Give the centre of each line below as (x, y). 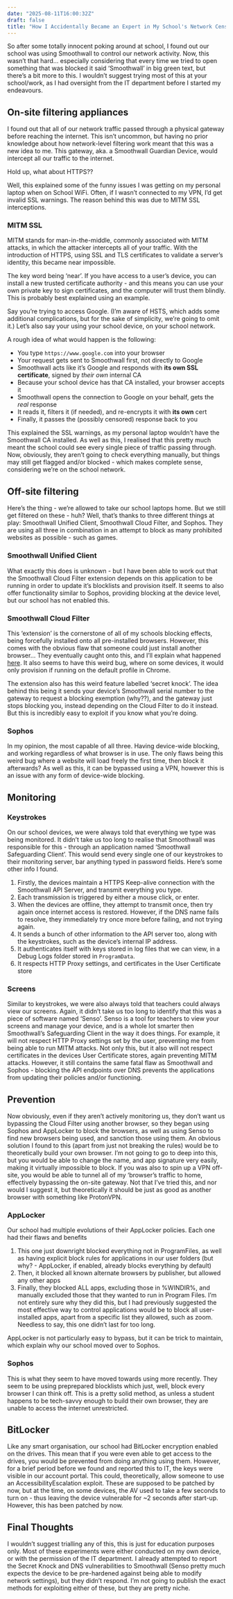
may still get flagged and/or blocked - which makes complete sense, (105, 463)
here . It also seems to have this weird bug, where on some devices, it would (115, 662)
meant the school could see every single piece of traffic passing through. (112, 447)
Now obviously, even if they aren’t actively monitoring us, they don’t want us (116, 1116)
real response (37, 405)
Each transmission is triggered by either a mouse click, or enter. (108, 897)
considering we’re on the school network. (67, 469)
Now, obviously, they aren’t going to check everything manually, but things (114, 455)
